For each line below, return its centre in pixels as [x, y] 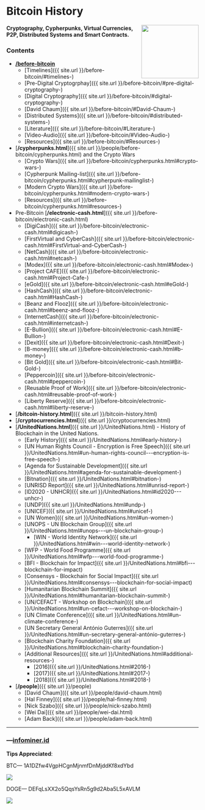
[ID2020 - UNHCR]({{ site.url [60, 492]
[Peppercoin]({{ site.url [53, 375]
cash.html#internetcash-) [56, 323]
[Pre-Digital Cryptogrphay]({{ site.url [70, 83]
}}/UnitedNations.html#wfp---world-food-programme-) [94, 557]
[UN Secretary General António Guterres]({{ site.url [89, 628]
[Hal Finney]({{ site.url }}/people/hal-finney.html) [86, 700]
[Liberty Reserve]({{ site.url [59, 401]
